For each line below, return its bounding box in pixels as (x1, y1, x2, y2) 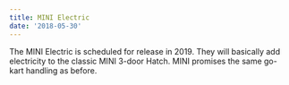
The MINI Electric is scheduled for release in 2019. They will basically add (9, 46, 280, 56)
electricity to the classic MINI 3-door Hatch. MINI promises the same (9, 55, 262, 66)
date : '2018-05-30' (9, 21, 82, 30)
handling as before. (25, 64, 98, 76)
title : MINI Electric (9, 13, 90, 22)
